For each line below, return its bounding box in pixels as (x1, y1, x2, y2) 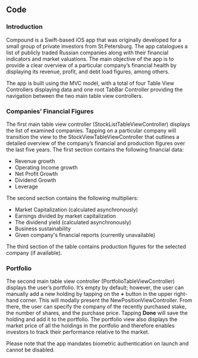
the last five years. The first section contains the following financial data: (6, 146, 184, 153)
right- (174, 291, 188, 298)
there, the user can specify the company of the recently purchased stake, (6, 303, 187, 310)
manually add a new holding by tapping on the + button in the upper (6, 291, 173, 298)
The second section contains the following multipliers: (6, 194, 139, 202)
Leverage (14, 183, 39, 190)
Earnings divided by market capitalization (14, 212, 117, 220)
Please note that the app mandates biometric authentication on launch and (6, 340, 189, 347)
